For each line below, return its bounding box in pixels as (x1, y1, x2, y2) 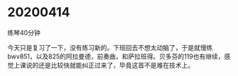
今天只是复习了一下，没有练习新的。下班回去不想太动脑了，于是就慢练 (7, 43, 213, 51)
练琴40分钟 (7, 28, 40, 37)
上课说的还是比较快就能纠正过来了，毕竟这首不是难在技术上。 (13, 61, 194, 69)
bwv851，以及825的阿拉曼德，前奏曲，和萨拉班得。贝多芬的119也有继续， (7, 52, 225, 61)
